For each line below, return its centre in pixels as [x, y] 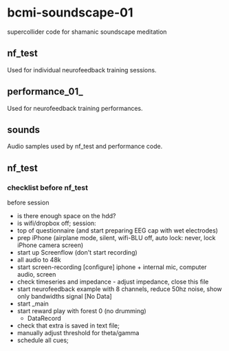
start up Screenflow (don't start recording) [77, 253]
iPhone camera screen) [50, 245]
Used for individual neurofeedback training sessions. [82, 70]
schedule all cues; [43, 340]
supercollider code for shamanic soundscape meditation [87, 32]
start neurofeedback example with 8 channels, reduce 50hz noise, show [119, 289]
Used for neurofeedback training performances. [75, 108]
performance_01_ [45, 92]
